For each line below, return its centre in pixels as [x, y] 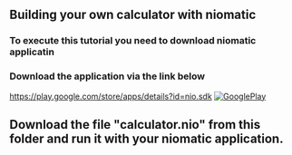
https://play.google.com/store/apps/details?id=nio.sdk [111, 96]
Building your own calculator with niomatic [133, 15]
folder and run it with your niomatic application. [146, 139]
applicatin [32, 52]
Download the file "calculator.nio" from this [135, 125]
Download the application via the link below [107, 76]
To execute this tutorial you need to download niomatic [133, 41]
